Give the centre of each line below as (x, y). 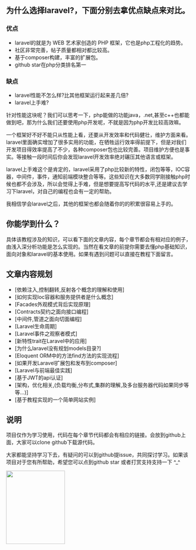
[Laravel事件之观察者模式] (46, 333)
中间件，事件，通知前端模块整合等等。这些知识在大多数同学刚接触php (101, 176)
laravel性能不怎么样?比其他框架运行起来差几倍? (72, 95)
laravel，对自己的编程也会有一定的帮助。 (65, 191)
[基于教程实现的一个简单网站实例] (55, 399)
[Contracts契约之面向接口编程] (52, 311)
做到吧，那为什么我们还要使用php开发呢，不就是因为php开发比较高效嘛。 (95, 122)
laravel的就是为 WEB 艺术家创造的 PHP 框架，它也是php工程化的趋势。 (100, 42)
